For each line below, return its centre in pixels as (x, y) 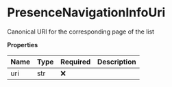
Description (116, 62)
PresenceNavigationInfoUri (86, 13)
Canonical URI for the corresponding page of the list (81, 32)
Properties (23, 45)
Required (76, 62)
